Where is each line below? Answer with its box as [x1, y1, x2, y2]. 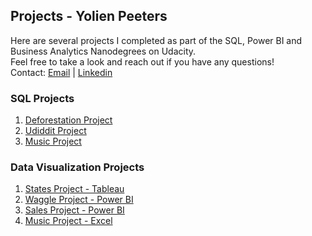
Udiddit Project [24, 125, 87, 137]
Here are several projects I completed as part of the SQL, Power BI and [10, 34, 303, 46]
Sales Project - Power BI [24, 204, 125, 216]
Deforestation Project [24, 114, 113, 126]
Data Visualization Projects [10, 160, 145, 174]
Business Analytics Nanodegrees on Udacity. [10, 45, 197, 57]
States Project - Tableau [24, 183, 125, 195]
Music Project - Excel [24, 215, 113, 227]
